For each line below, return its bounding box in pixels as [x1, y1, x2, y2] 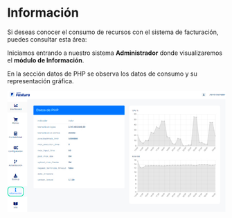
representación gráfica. [7, 76, 74, 85]
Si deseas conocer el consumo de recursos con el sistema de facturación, [7, 28, 219, 36]
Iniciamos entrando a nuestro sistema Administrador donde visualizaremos [7, 49, 223, 57]
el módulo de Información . [7, 56, 84, 64]
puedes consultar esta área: [7, 35, 87, 43]
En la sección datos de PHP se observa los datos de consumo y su [7, 69, 197, 78]
